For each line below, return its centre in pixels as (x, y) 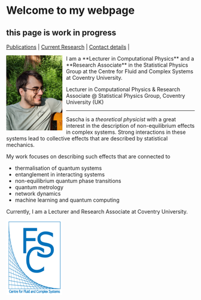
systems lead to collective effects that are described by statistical (87, 138)
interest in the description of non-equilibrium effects (130, 126)
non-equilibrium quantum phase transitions (68, 181)
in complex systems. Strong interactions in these (126, 132)
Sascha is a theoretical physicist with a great (121, 119)
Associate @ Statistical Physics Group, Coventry (126, 96)
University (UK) (85, 102)
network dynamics (38, 193)
